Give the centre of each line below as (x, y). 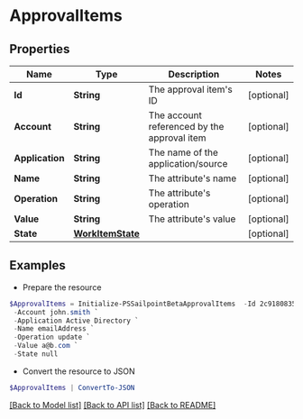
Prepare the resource (62, 287)
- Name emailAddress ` (54, 329)
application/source (188, 164)
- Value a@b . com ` (46, 346)
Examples (37, 265)
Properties (40, 49)
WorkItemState (106, 233)
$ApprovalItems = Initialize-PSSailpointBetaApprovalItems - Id (133, 304)
